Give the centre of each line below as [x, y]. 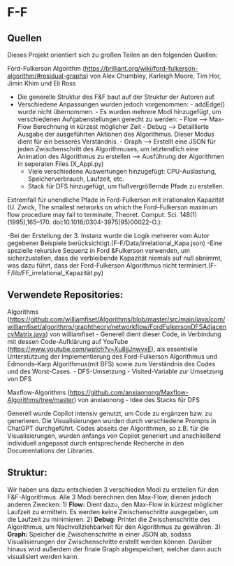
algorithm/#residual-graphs [47, 76]
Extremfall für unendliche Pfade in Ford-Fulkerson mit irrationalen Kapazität [116, 200]
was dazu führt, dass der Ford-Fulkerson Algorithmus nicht [92, 265]
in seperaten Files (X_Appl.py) [60, 164]
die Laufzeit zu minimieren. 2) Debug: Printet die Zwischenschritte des [109, 519]
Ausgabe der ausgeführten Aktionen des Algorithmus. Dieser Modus [116, 134]
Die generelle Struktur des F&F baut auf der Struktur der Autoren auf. [117, 97]
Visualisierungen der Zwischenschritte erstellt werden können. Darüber [110, 541]
